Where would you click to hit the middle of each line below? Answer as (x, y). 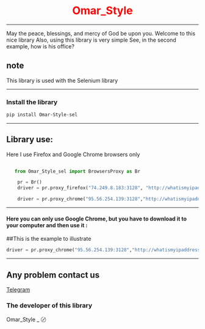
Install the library (32, 102)
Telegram (18, 289)
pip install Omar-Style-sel (42, 115)
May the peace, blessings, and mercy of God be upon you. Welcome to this (101, 33)
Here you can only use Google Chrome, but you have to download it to (97, 219)
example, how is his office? (41, 46)
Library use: (30, 139)
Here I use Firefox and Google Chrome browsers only (73, 154)
